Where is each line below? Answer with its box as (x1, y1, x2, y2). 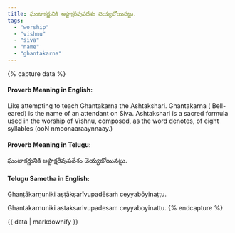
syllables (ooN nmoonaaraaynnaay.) (7, 124, 113, 133)
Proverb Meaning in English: (7, 86, 93, 94)
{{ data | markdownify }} (7, 217, 79, 226)
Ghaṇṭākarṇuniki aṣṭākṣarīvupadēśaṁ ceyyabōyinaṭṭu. (7, 190, 167, 199)
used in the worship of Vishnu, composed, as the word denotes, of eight (7, 116, 219, 125)
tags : (7, 17, 23, 24)
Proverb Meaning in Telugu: (7, 140, 91, 149)
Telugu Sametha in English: (7, 174, 90, 183)
